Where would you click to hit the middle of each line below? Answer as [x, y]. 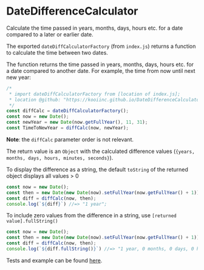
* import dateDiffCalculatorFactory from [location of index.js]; [95, 94]
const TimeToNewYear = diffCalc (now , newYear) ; [68, 128]
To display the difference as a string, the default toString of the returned [97, 169]
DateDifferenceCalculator [72, 11]
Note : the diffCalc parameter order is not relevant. [70, 139]
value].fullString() [32, 221]
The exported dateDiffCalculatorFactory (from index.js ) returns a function [101, 46]
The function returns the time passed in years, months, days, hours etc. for [100, 64]
